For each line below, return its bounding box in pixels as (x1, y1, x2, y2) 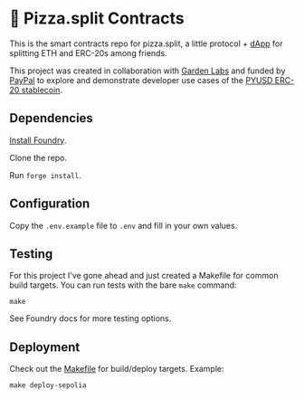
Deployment (9, 339, 81, 355)
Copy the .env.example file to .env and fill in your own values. (9, 220, 238, 231)
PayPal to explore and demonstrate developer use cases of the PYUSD (9, 74, 273, 85)
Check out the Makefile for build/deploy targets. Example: (9, 364, 224, 375)
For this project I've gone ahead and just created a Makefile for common (9, 271, 279, 281)
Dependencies (9, 110, 93, 126)
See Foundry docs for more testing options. (9, 313, 172, 324)
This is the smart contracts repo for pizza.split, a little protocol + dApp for (9, 38, 283, 49)
